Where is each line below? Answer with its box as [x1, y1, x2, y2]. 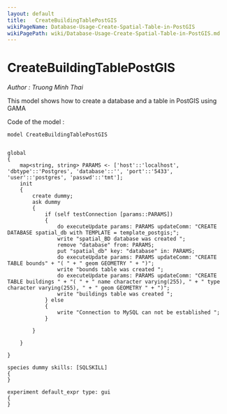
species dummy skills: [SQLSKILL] [7, 364, 108, 371]
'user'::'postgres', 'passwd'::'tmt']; [7, 174, 124, 181]
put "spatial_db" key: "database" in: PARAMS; [57, 248, 196, 255]
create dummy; [32, 193, 73, 200]
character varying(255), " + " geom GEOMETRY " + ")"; [7, 284, 170, 291]
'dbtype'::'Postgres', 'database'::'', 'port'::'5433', [7, 168, 173, 175]
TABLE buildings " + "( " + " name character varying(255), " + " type [7, 278, 220, 286]
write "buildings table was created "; [57, 291, 173, 298]
